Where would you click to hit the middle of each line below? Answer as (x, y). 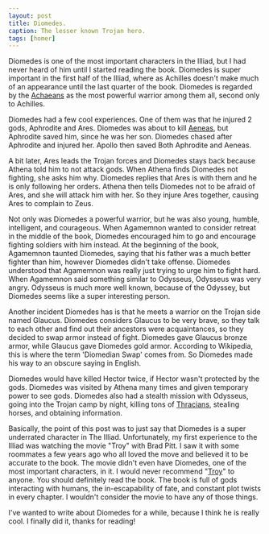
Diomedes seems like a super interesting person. (89, 296)
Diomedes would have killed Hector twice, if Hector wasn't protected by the (134, 379)
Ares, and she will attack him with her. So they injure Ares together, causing (134, 195)
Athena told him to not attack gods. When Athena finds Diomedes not (123, 169)
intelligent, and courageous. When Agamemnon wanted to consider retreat (132, 228)
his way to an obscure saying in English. (74, 363)
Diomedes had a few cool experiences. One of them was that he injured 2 (130, 120)
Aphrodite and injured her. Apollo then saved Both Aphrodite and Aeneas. (130, 145)
